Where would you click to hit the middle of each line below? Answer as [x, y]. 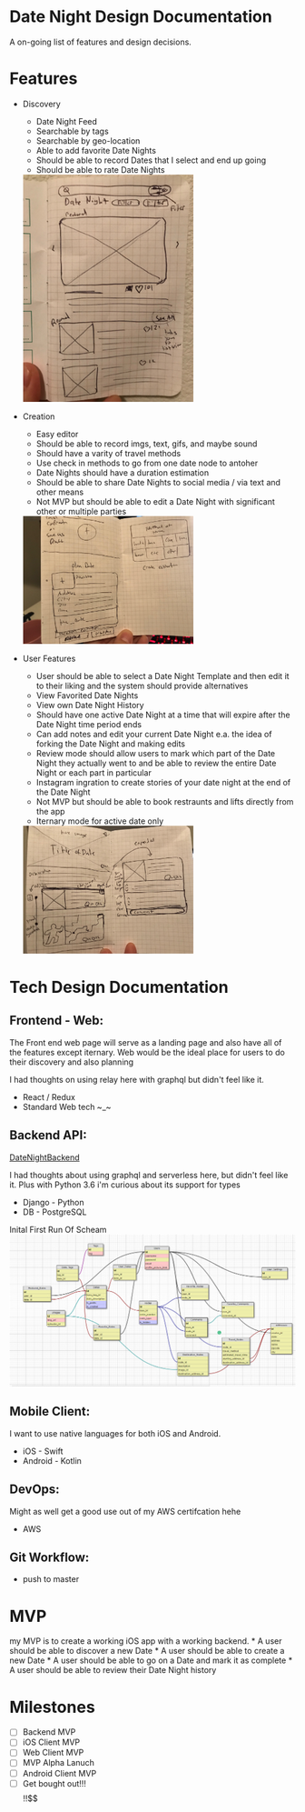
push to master [51, 1579]
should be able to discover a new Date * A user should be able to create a [147, 1651]
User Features [49, 658]
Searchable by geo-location [88, 140]
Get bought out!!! [54, 1783]
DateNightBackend [44, 1157]
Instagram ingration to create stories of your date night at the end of [163, 782]
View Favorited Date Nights [87, 695]
